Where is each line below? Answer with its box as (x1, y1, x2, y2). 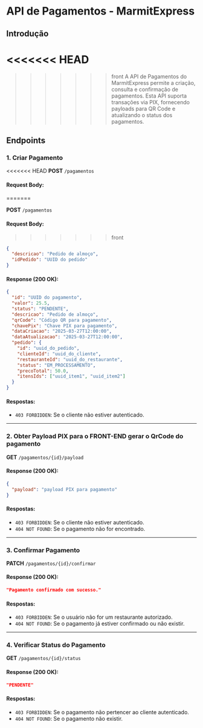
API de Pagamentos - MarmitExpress (6, 4, 195, 18)
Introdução (6, 28, 49, 39)
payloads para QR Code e (111, 105, 176, 112)
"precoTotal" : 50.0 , (17, 368, 69, 374)
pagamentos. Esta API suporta (111, 92, 187, 99)
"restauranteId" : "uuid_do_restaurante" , (17, 356, 123, 362)
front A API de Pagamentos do (111, 73, 187, 80)
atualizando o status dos (111, 111, 173, 119)
